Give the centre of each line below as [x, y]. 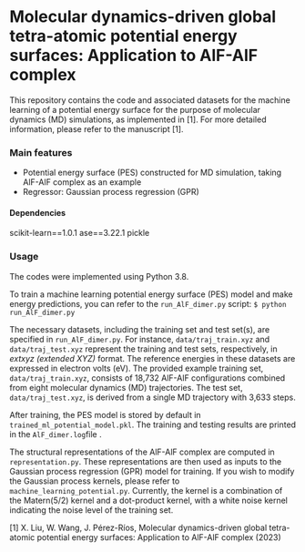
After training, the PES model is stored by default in [106, 414]
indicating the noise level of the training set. [91, 510]
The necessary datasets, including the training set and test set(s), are [140, 329]
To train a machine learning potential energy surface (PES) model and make [151, 294]
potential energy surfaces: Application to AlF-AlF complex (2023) [159, 537]
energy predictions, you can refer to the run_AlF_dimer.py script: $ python [148, 303]
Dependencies [38, 212]
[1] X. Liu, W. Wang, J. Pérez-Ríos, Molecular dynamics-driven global [138, 527]
